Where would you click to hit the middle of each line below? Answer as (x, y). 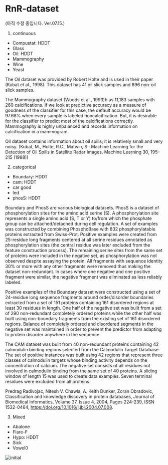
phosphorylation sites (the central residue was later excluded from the (78, 245)
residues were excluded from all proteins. (48, 381)
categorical (24, 167)
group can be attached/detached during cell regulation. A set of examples (81, 223)
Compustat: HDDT (31, 43)
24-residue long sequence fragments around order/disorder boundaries (79, 297)
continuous (24, 33)
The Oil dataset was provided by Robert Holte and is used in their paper (79, 79)
